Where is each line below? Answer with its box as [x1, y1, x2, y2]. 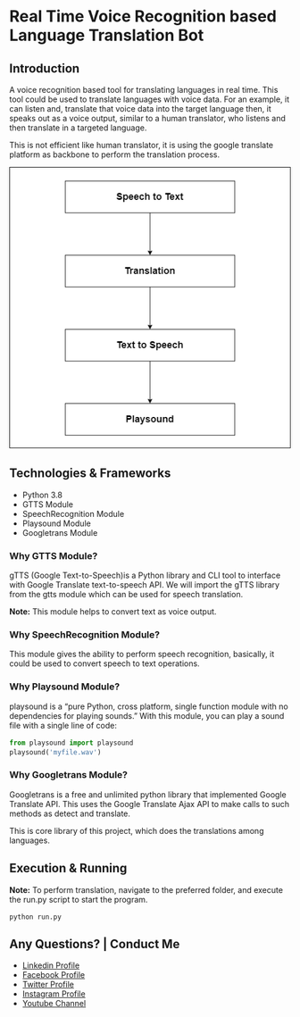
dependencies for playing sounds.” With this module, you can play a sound [9, 710, 285, 721]
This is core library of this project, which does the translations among [9, 825, 264, 836]
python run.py [9, 913, 62, 921]
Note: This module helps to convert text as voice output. [9, 606, 217, 617]
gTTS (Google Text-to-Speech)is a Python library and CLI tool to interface [9, 570, 281, 581]
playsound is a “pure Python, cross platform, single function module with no [9, 701, 288, 712]
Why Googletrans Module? [9, 769, 128, 781]
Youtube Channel [21, 998, 87, 1009]
